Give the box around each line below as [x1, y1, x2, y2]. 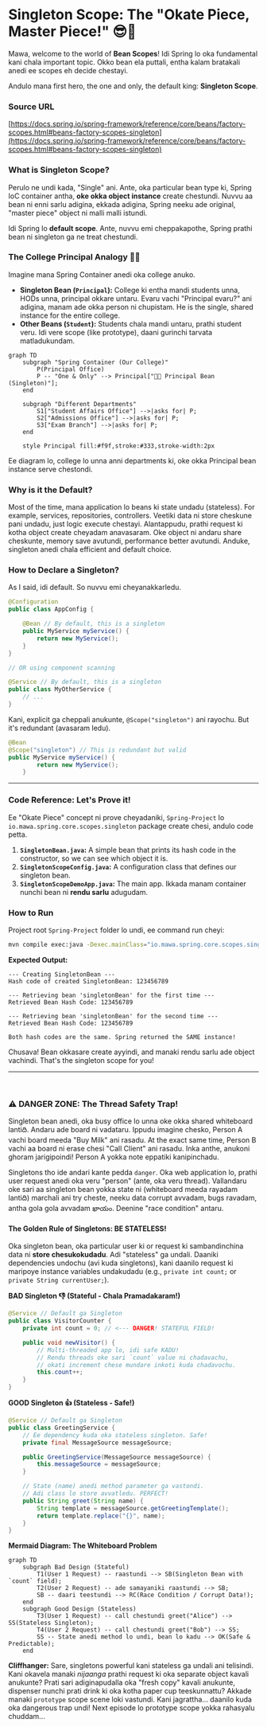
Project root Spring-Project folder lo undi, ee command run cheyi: [8, 925, 225, 935]
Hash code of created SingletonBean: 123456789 [8, 977, 169, 985]
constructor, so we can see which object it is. [19, 854, 168, 863]
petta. [8, 830, 28, 839]
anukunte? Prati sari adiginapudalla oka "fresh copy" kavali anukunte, [8, 1678, 236, 1687]
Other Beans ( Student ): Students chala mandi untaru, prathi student [19, 318, 242, 328]
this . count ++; [37, 1368, 83, 1377]
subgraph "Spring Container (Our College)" [22, 358, 169, 366]
